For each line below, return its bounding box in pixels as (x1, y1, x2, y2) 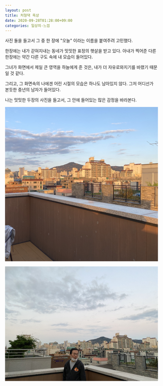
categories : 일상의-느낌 (5, 23, 50, 28)
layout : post (5, 8, 32, 13)
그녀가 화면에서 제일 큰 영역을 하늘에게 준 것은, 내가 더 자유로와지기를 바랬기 (5, 64, 149, 70)
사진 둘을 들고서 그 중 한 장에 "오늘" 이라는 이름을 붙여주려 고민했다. (5, 38, 133, 44)
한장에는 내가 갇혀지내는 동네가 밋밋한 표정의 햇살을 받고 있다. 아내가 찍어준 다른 (5, 48, 157, 54)
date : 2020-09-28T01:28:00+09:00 (5, 18, 73, 23)
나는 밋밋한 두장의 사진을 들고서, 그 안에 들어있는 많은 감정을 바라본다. (5, 97, 137, 103)
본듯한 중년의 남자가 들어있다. (5, 87, 61, 93)
